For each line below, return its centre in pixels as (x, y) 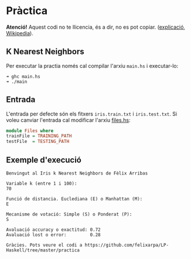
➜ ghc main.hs (23, 76)
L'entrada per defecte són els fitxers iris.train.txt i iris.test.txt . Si (92, 114)
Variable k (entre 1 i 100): (42, 183)
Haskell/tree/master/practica (43, 250)
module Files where (30, 131)
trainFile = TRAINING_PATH (39, 136)
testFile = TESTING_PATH (37, 142)
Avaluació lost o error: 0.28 (53, 235)
